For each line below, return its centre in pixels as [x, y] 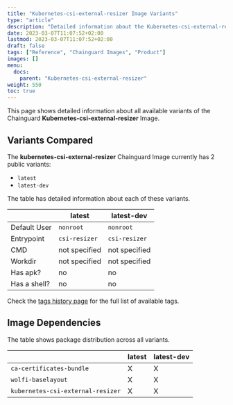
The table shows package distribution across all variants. [88, 339]
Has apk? [26, 272]
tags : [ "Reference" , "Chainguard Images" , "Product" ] [87, 53]
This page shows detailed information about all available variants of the [109, 111]
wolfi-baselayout [39, 380]
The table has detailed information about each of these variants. [99, 198]
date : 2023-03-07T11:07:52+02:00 [55, 33]
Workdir [24, 261]
